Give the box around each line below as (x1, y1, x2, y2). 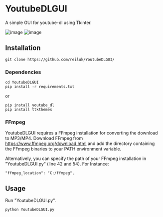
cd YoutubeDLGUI (5, 80, 39, 85)
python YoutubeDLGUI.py (5, 207, 55, 212)
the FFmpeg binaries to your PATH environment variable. (5, 146, 121, 152)
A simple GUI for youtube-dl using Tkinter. (5, 19, 92, 25)
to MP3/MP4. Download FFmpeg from (5, 135, 83, 141)
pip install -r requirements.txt (5, 84, 75, 89)
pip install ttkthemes (5, 107, 52, 112)
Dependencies (5, 68, 41, 75)
